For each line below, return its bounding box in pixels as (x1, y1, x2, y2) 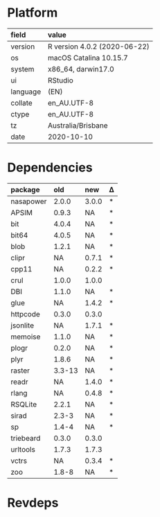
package (10, 185, 40, 194)
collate (10, 98, 33, 108)
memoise (10, 332, 41, 341)
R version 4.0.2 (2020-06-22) (47, 42, 150, 51)
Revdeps (7, 495, 59, 511)
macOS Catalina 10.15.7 (47, 53, 128, 62)
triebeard (10, 433, 41, 443)
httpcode (10, 309, 40, 319)
